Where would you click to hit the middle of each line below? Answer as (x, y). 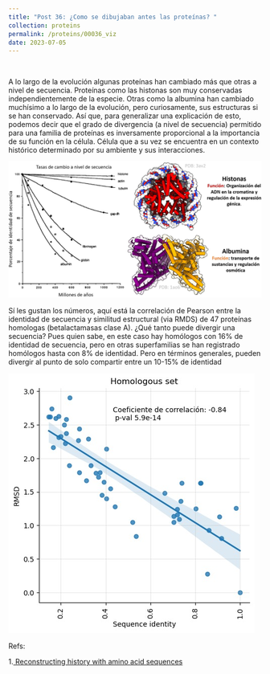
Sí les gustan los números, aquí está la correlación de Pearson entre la (125, 311)
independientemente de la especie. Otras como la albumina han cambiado (131, 99)
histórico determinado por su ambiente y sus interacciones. (107, 150)
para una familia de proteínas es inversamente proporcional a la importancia (134, 133)
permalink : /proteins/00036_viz (62, 34)
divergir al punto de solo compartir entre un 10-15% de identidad (115, 362)
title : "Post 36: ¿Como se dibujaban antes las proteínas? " (113, 17)
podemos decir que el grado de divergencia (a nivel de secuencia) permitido (135, 125)
